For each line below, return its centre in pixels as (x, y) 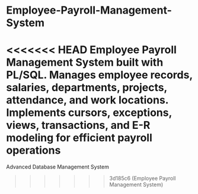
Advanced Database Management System (58, 167)
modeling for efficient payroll (79, 138)
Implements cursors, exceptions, (89, 113)
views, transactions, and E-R (78, 125)
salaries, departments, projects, (87, 88)
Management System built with (85, 62)
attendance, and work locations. (87, 100)
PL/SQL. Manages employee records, (99, 75)
